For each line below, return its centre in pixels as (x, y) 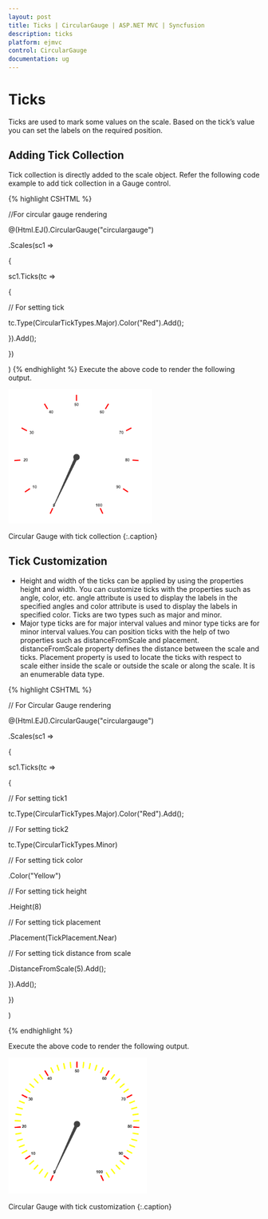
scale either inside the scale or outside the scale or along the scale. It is (137, 665)
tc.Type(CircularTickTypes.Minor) (63, 845)
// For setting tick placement (55, 922)
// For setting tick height (48, 891)
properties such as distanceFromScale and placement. (109, 640)
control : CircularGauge (48, 51)
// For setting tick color (46, 860)
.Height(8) (25, 906)
